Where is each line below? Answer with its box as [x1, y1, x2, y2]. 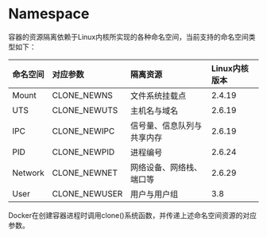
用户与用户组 [130, 188, 179, 200]
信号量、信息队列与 [130, 120, 203, 131]
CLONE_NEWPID [52, 146, 115, 157]
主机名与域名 [130, 105, 179, 116]
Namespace [8, 5, 90, 23]
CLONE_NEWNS [52, 89, 114, 100]
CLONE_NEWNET [52, 167, 118, 178]
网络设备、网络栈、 [130, 161, 203, 173]
